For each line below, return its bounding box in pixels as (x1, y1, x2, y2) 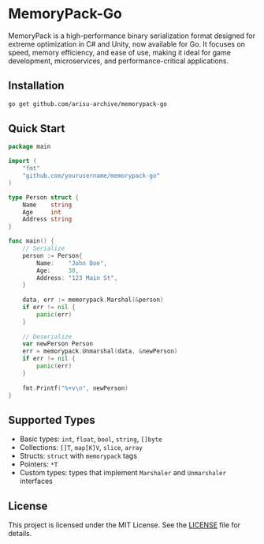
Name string (22, 201, 73, 209)
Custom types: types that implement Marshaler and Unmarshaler (19, 468, 227, 478)
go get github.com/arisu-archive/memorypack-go (8, 100, 168, 108)
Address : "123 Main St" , (36, 274, 118, 281)
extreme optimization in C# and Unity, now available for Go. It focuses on (8, 39, 246, 48)
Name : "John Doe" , (36, 259, 108, 267)
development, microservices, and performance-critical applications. (8, 56, 229, 66)
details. (8, 529, 32, 538)
